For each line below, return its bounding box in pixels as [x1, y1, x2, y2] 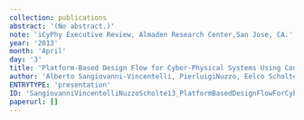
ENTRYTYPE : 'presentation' [9, 80, 111, 89]
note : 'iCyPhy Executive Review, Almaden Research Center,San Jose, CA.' [9, 30, 294, 39]
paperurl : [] [9, 97, 59, 106]
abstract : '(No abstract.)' [9, 22, 116, 31]
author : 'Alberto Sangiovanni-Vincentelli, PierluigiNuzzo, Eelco [9, 72, 265, 81]
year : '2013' [9, 38, 59, 48]
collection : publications [9, 13, 107, 23]
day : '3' [9, 55, 43, 64]
